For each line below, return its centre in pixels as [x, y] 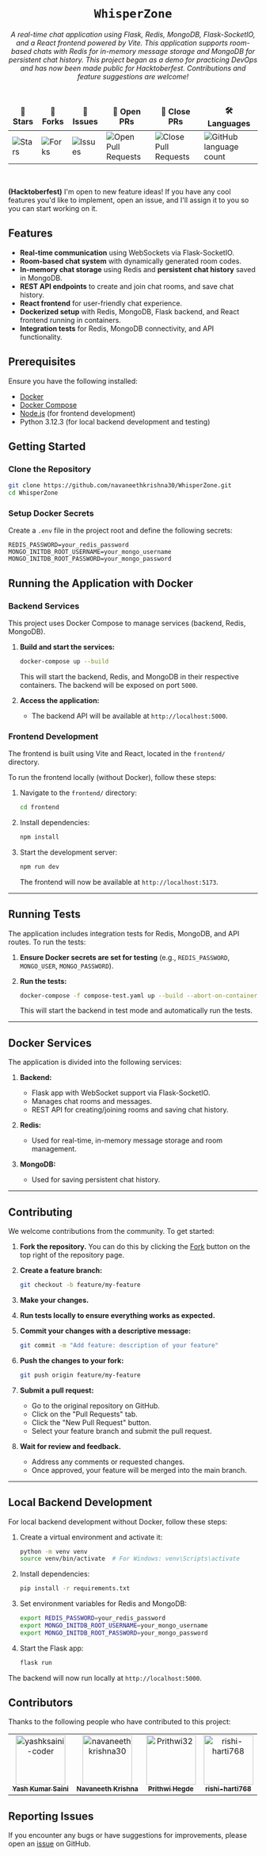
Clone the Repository [50, 469]
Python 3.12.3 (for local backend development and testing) [115, 421]
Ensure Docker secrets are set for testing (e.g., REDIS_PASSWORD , [125, 957]
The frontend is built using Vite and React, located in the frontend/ [117, 754]
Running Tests [44, 915]
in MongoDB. [41, 278]
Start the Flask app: [51, 1648]
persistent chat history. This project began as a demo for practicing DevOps [133, 60]
